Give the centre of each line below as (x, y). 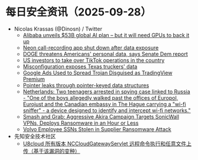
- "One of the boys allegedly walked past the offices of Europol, (100, 97)
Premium (34, 79)
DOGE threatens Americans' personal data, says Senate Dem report (106, 54)
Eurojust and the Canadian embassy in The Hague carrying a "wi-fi (105, 104)
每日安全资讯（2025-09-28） (79, 12)
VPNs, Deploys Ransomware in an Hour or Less (81, 123)
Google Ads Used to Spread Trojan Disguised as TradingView (98, 73)
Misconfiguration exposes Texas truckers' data (80, 66)
